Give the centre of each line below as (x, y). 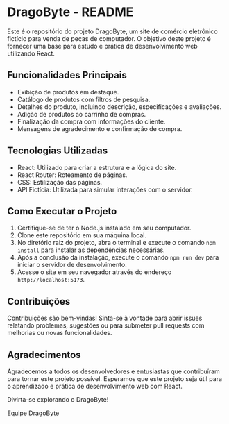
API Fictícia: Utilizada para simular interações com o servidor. (105, 189)
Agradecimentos (44, 355)
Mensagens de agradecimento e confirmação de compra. (100, 128)
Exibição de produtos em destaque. (68, 92)
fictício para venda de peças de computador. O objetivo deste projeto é (109, 38)
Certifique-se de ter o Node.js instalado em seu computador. (104, 228)
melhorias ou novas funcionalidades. (60, 333)
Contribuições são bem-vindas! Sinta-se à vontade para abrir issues (105, 318)
